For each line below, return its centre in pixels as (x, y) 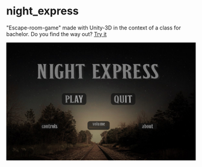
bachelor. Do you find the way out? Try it (57, 34)
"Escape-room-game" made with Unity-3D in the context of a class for (94, 28)
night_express (43, 11)
